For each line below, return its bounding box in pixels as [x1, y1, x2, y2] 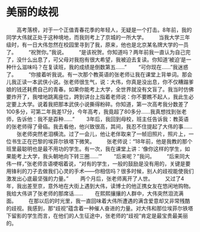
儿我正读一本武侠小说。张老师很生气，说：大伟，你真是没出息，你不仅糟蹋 [6, 78, 189, 85]
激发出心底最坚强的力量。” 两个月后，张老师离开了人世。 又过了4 [6, 175, 185, 182]
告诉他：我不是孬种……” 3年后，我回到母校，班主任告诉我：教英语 [16, 115, 189, 123]
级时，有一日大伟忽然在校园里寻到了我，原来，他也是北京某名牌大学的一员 [6, 41, 189, 48]
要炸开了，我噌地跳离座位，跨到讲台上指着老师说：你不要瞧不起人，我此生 [6, 93, 189, 100]
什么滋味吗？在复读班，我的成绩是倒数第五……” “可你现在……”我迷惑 [11, 63, 189, 70]
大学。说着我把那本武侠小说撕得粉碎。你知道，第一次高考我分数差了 [21, 101, 189, 108]
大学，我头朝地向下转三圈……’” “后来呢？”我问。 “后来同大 [26, 152, 190, 159]
